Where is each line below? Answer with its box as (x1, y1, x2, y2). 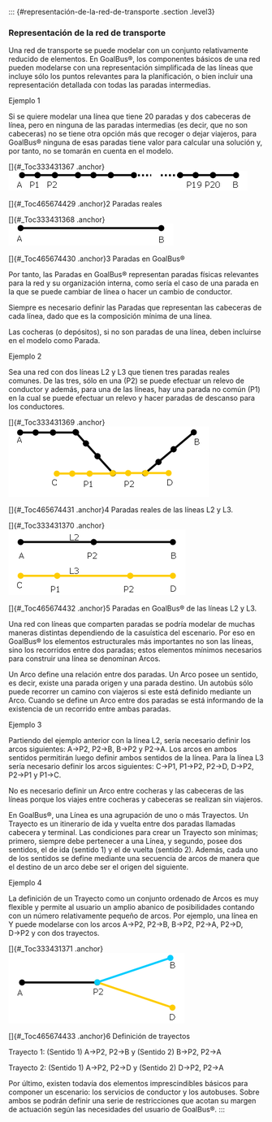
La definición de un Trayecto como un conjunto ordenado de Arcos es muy (8, 894, 259, 903)
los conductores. (8, 402, 65, 411)
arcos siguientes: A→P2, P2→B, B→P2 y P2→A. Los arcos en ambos (8, 744, 237, 755)
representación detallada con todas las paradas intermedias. (8, 80, 211, 90)
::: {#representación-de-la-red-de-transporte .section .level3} (8, 7, 215, 16)
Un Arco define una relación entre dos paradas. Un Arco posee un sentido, (8, 670, 258, 680)
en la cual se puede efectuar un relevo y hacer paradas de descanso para (8, 394, 256, 403)
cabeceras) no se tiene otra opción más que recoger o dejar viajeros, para (8, 129, 257, 139)
